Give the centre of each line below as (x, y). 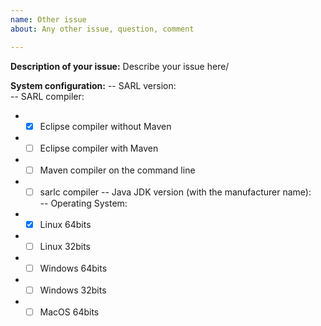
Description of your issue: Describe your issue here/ (120, 66)
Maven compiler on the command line (117, 170)
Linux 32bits (65, 246)
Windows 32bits (73, 290)
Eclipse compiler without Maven (105, 126)
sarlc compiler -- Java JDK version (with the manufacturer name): (175, 192)
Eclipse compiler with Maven (99, 148)
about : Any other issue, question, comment (102, 29)
